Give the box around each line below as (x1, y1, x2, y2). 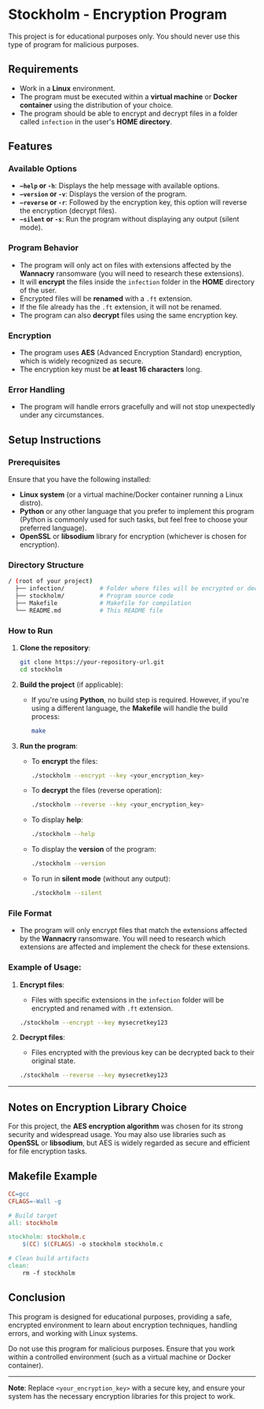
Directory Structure (8, 560, 84, 571)
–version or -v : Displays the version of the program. (19, 189, 187, 199)
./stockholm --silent (31, 890, 102, 897)
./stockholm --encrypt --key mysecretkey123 (19, 1018, 168, 1026)
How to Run (8, 625, 53, 636)
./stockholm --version (31, 860, 106, 868)
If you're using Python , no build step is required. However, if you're (31, 695, 249, 704)
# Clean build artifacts (8, 1255, 90, 1263)
